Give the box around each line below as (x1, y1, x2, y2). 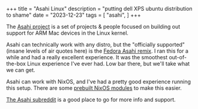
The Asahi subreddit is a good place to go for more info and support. (6, 96, 176, 103)
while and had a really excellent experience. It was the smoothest (6, 54, 168, 60)
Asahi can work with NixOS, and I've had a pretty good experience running (6, 78, 191, 85)
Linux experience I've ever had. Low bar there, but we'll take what (26, 60, 190, 67)
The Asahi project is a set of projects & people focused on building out (6, 23, 181, 30)
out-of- (169, 54, 187, 60)
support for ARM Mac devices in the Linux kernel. (6, 29, 129, 37)
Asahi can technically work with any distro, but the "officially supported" (6, 41, 185, 48)
